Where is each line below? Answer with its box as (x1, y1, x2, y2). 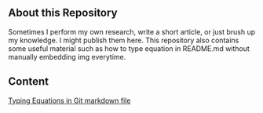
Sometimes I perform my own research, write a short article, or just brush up (8, 27, 256, 36)
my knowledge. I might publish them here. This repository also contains (8, 35, 239, 45)
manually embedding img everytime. (8, 52, 126, 61)
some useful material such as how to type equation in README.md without (8, 43, 250, 53)
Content (8, 75, 49, 89)
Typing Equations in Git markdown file (8, 96, 131, 105)
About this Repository (8, 6, 118, 20)
